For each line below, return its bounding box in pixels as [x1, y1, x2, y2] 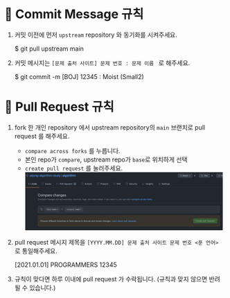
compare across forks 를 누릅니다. [24, 146, 121, 155]
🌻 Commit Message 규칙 [4, 6, 144, 22]
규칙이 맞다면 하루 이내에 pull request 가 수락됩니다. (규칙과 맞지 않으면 [14, 275, 208, 283]
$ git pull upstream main [14, 44, 84, 53]
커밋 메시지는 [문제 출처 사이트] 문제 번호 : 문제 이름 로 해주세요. [14, 58, 191, 67]
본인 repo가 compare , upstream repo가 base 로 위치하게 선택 [24, 155, 188, 164]
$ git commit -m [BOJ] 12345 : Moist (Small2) [14, 72, 144, 80]
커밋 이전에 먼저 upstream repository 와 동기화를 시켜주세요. [14, 30, 177, 39]
